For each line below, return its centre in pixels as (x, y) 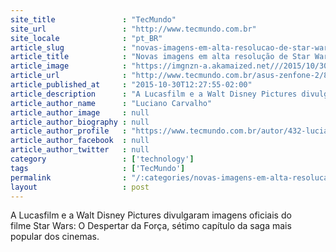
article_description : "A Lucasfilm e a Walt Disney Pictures (154, 94)
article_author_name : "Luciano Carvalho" (111, 103)
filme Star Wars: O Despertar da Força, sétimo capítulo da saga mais (151, 226)
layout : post (80, 187)
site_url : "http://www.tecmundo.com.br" (133, 29)
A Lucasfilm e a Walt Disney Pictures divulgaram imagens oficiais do (151, 215)
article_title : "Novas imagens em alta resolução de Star (160, 57)
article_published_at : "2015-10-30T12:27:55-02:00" (131, 85)
